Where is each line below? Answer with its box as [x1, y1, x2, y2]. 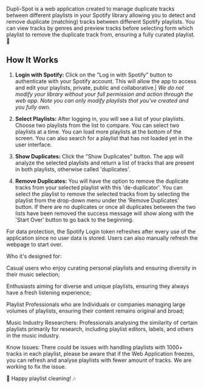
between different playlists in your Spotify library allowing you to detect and [6, 12, 196, 19]
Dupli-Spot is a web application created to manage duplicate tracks [6, 5, 175, 12]
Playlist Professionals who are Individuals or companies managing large [6, 301, 186, 308]
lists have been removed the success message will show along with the [15, 209, 194, 217]
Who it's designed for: [6, 252, 62, 260]
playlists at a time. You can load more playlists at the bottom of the [15, 128, 182, 135]
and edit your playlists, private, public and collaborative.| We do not [15, 84, 184, 91]
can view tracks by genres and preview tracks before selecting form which [6, 24, 193, 32]
